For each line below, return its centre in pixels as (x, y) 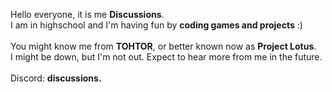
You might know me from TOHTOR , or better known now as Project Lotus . (163, 46)
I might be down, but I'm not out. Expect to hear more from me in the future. (166, 57)
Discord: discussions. (56, 78)
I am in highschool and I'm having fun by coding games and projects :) (156, 25)
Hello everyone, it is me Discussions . (87, 14)
